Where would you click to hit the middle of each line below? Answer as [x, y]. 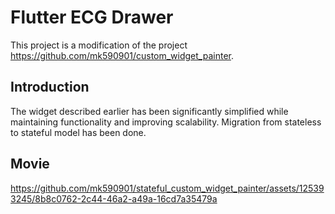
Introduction [50, 87]
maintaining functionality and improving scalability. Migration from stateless [166, 122]
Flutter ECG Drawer [92, 17]
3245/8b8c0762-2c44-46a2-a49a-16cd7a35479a [114, 198]
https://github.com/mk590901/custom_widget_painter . [122, 55]
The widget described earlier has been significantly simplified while [149, 111]
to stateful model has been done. [78, 132]
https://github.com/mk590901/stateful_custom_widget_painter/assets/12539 [167, 188]
